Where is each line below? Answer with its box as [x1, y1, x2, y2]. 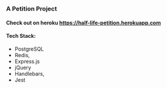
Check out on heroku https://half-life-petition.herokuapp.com [6, 19, 161, 26]
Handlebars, [14, 70, 45, 77]
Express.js [14, 58, 40, 65]
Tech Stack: [6, 33, 36, 40]
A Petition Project [6, 5, 57, 13]
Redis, [14, 51, 31, 58]
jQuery [14, 64, 31, 71]
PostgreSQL [14, 45, 44, 52]
